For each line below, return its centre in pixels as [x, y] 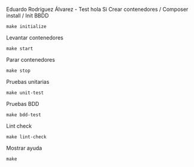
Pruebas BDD [23, 104]
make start [20, 48]
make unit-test [25, 93]
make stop [19, 71]
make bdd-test [24, 115]
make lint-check [26, 137]
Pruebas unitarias [28, 82]
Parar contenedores [31, 60]
